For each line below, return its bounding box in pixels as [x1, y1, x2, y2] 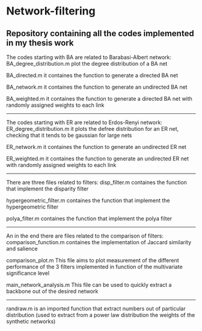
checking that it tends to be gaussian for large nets [6, 131, 132, 139]
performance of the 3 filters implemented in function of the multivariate [6, 263, 183, 270]
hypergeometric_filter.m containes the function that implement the [6, 197, 170, 204]
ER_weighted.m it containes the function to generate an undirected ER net [6, 155, 189, 162]
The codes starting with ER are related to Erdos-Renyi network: [6, 119, 162, 126]
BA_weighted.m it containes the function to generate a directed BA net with [6, 95, 192, 102]
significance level [6, 270, 50, 277]
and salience [6, 245, 38, 252]
